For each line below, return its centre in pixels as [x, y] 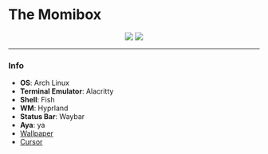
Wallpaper [37, 133]
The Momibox [55, 15]
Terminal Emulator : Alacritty [67, 91]
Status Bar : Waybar [52, 117]
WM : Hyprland [44, 108]
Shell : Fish [37, 100]
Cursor [31, 142]
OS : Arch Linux [45, 83]
